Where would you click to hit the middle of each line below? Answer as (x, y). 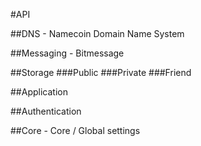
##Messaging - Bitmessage (67, 53)
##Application (39, 92)
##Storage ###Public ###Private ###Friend (101, 72)
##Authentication (46, 111)
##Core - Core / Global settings (75, 130)
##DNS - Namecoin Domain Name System (97, 33)
